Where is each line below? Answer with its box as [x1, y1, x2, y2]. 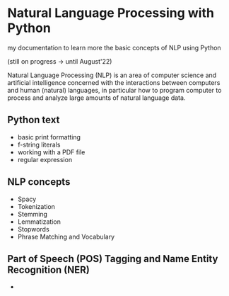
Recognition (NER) [7, 263, 90, 275]
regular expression [17, 155, 73, 164]
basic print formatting [17, 132, 81, 141]
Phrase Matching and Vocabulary [17, 232, 115, 241]
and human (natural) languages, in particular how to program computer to [7, 86, 222, 94]
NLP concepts [7, 176, 71, 188]
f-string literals [17, 140, 61, 149]
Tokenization [17, 202, 55, 210]
